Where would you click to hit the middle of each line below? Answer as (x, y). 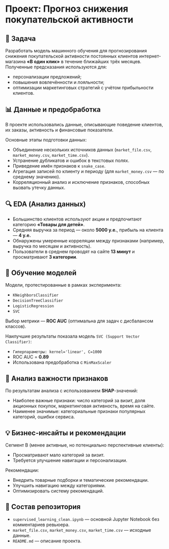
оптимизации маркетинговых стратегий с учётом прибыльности (83, 88)
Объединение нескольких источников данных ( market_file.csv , (82, 149)
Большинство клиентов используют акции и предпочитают (77, 219)
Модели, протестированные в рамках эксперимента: (63, 285)
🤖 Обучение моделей (41, 273)
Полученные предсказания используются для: (56, 67)
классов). (16, 326)
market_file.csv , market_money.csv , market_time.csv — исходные (82, 530)
